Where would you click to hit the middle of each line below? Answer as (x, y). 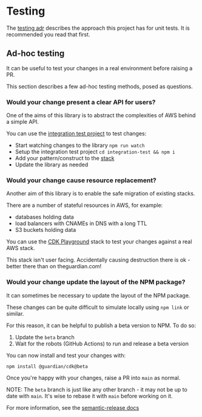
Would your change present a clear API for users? (81, 102)
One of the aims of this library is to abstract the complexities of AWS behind (101, 115)
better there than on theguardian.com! (54, 266)
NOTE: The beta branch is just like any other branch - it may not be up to (97, 389)
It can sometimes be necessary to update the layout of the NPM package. (98, 295)
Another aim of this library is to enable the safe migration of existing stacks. (101, 194)
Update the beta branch (45, 337)
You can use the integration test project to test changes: (76, 134)
